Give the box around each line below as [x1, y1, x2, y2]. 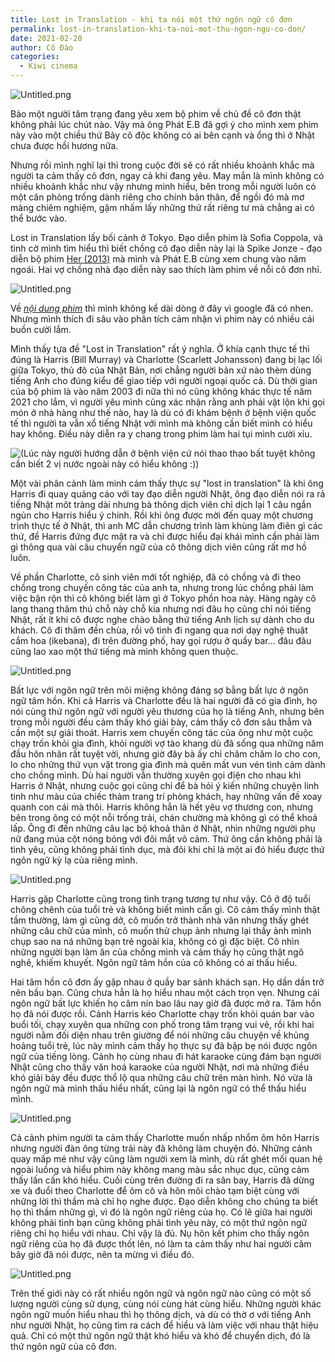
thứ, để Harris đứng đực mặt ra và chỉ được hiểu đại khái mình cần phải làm [10, 531, 320, 542]
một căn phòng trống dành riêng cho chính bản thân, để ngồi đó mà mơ [10, 191, 305, 203]
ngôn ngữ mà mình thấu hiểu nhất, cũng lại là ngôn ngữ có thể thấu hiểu [10, 1082, 307, 1094]
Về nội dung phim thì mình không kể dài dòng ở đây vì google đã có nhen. [10, 302, 314, 314]
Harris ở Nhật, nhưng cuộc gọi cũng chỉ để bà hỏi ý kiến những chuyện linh [10, 780, 320, 791]
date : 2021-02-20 [10, 33, 83, 43]
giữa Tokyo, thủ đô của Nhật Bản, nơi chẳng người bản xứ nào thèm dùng [10, 364, 312, 376]
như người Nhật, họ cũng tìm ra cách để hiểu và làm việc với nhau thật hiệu [10, 1319, 319, 1331]
